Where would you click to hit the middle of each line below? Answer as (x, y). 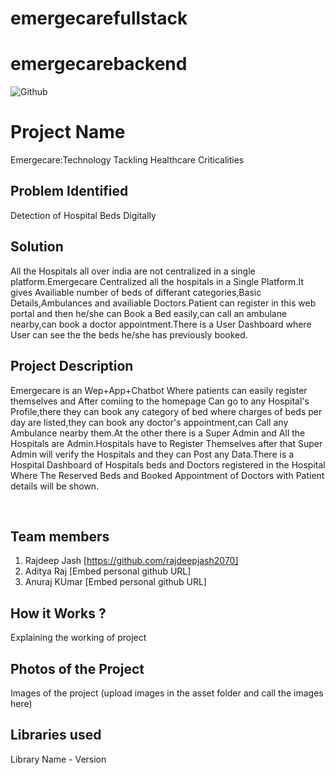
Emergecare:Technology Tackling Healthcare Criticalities (127, 160)
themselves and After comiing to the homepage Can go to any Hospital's (160, 401)
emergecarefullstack (99, 18)
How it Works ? (58, 613)
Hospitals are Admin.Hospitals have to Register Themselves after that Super (166, 443)
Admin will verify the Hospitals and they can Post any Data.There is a (152, 454)
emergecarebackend (99, 64)
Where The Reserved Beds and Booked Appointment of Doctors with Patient (167, 475)
